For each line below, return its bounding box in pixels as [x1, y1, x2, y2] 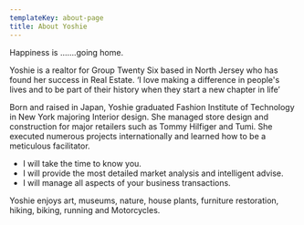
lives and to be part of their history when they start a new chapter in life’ [9, 84, 280, 95]
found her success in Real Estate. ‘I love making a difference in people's [9, 74, 280, 85]
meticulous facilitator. [9, 140, 90, 151]
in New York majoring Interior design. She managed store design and [9, 111, 269, 122]
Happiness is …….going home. [9, 46, 124, 57]
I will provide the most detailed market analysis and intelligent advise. [22, 168, 284, 179]
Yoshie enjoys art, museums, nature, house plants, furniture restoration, [9, 195, 279, 206]
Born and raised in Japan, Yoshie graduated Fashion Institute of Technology [9, 101, 295, 112]
